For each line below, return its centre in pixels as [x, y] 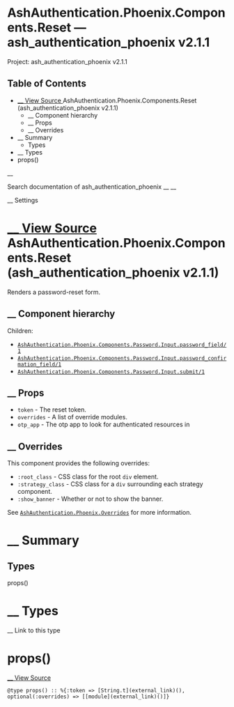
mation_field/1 [39, 364]
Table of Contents [47, 84]
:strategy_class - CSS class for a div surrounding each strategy [110, 484]
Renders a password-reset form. [54, 292]
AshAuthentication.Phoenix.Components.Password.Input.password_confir [122, 358]
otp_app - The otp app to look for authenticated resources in [103, 425]
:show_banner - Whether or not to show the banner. [90, 499]
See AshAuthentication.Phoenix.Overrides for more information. [100, 513]
